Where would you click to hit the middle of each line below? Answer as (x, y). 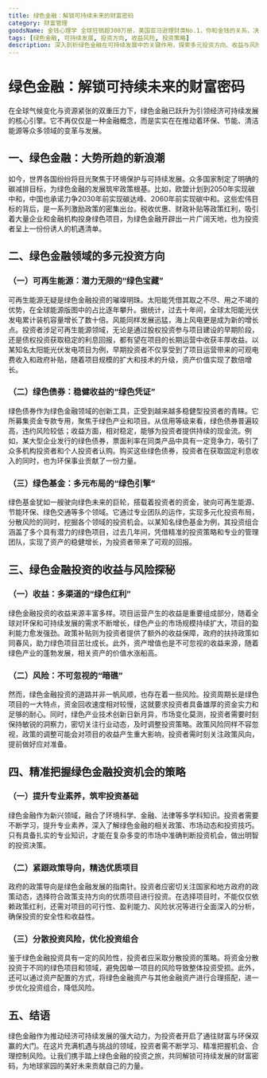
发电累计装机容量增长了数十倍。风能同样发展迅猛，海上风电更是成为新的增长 (133, 319)
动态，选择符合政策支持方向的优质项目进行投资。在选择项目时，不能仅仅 (133, 896)
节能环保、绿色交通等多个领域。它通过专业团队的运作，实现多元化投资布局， (133, 512)
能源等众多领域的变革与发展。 (57, 131)
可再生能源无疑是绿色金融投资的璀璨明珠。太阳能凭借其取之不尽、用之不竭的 (133, 300)
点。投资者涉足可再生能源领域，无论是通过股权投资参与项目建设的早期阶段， (133, 329)
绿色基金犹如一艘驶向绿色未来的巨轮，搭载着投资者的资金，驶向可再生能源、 (133, 502)
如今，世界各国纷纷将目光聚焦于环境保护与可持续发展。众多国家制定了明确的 (133, 178)
